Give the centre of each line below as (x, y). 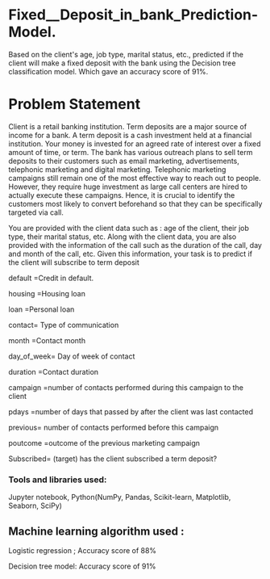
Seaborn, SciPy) (35, 506)
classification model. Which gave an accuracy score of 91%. (108, 71)
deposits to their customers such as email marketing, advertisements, (124, 161)
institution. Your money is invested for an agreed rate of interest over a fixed (135, 144)
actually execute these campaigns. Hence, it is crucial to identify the (122, 195)
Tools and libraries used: (58, 480)
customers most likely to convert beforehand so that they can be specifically (135, 203)
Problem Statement (75, 105)
